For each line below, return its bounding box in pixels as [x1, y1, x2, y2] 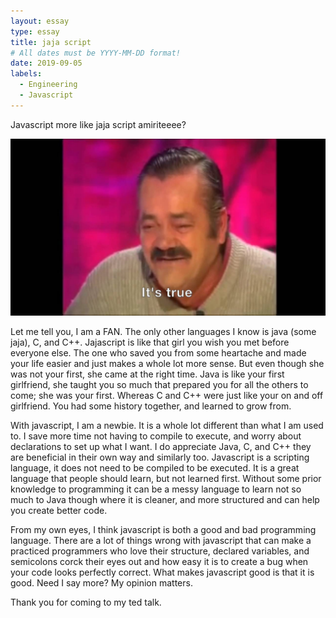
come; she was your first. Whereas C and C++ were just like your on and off [10, 390, 324, 402]
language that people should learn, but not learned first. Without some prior [10, 473, 322, 485]
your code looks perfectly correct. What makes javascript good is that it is [10, 566, 315, 579]
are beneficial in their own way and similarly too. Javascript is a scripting [10, 451, 310, 464]
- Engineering [19, 80, 78, 90]
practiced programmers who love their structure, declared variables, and [10, 545, 310, 557]
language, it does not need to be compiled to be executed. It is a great [10, 462, 300, 474]
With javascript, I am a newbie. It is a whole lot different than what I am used [10, 420, 324, 432]
